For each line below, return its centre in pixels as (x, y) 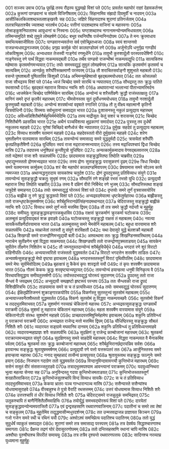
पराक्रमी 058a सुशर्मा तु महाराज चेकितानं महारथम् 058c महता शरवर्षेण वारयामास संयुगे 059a (80, 310)
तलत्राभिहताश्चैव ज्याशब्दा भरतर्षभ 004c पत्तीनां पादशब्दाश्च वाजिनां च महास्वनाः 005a (73, 25)
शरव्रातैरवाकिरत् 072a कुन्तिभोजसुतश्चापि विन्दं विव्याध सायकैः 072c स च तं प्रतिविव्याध (74, 378)
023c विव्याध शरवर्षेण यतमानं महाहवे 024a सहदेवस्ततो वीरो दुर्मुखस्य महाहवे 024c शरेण (76, 133)
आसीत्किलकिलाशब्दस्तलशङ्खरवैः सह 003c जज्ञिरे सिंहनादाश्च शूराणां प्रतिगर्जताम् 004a (76, 19)
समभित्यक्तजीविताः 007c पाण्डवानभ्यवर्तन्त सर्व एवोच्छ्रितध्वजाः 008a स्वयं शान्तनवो (71, 42)
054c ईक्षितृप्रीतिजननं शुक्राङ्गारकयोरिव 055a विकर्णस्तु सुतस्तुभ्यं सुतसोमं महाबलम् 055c (78, 293)
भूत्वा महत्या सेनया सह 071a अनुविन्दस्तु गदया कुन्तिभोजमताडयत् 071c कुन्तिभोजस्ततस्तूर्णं (77, 372)
